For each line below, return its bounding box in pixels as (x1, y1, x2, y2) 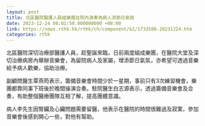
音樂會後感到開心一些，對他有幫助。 (6, 113, 98, 121)
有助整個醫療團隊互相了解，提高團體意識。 (16, 93, 124, 100)
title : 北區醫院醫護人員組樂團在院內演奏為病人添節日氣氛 (6, 15, 135, 21)
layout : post (6, 9, 40, 15)
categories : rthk (6, 32, 51, 38)
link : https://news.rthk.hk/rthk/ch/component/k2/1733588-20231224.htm (6, 26, 192, 32)
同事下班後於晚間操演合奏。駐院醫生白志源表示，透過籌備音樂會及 (22, 85, 188, 92)
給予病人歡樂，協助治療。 (6, 65, 71, 72)
